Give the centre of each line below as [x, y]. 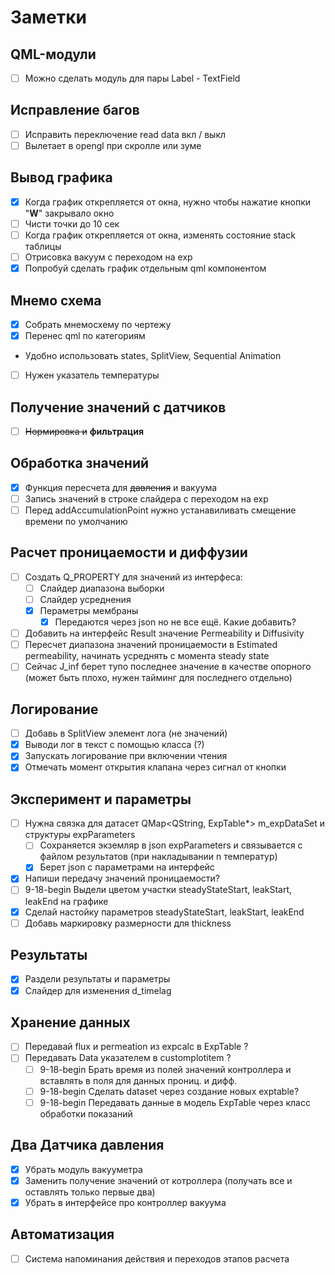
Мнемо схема [56, 300]
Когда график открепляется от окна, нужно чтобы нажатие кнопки [168, 202]
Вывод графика [61, 177]
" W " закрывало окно [69, 213]
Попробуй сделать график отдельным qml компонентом [145, 268]
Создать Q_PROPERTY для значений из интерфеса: [133, 577]
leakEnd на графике [66, 901]
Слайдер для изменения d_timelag [98, 990]
